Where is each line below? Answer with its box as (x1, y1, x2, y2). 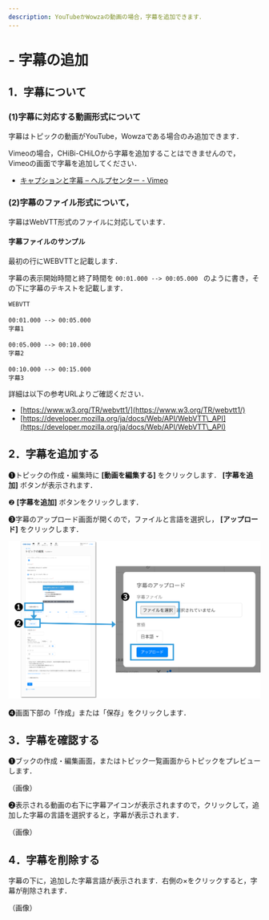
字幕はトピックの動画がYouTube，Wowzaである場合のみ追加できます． (8, 131, 243, 140)
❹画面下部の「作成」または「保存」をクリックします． (8, 707, 191, 717)
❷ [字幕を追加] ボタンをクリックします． (8, 497, 143, 507)
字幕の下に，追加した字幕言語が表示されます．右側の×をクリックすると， (8, 876, 251, 886)
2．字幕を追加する (8, 448, 100, 461)
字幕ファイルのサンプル (8, 237, 86, 246)
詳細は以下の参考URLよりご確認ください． (8, 389, 149, 399)
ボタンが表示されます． (19, 480, 98, 489)
